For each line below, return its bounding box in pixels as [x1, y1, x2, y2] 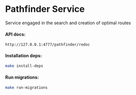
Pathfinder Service [5, 3, 85, 15]
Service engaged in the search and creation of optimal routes [5, 20, 131, 26]
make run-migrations [5, 85, 48, 90]
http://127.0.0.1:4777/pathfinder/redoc [5, 42, 91, 47]
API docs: [5, 31, 26, 37]
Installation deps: [5, 52, 42, 58]
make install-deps [5, 63, 43, 69]
